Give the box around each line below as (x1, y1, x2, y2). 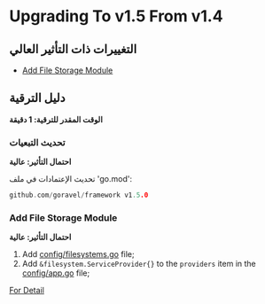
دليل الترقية (9, 90, 66, 105)
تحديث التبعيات (9, 136, 66, 148)
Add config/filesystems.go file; (21, 249, 135, 260)
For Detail (9, 285, 44, 296)
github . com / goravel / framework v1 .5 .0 (9, 191, 149, 200)
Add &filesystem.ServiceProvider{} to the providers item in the (21, 259, 257, 269)
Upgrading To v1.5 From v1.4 (9, 6, 223, 27)
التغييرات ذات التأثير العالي (9, 42, 137, 57)
